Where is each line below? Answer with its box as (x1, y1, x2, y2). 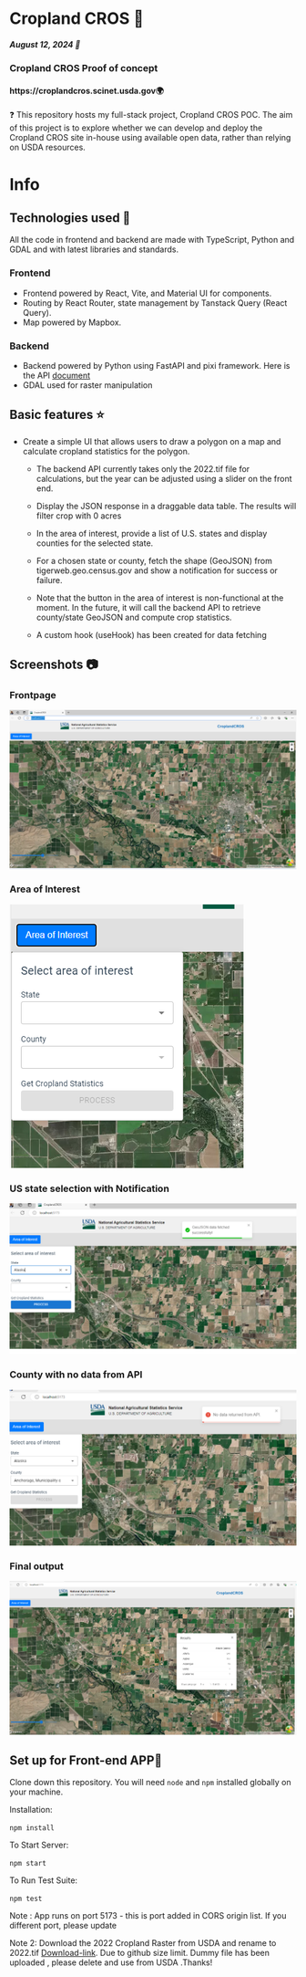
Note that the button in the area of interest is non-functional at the (36, 592, 284, 603)
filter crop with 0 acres (36, 510, 122, 521)
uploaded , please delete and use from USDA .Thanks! (9, 1957, 213, 1968)
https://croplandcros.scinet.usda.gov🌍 (9, 85, 164, 96)
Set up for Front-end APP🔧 (9, 1752, 163, 1769)
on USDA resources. (9, 141, 87, 153)
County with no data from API (9, 1368, 143, 1381)
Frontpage (9, 689, 56, 702)
